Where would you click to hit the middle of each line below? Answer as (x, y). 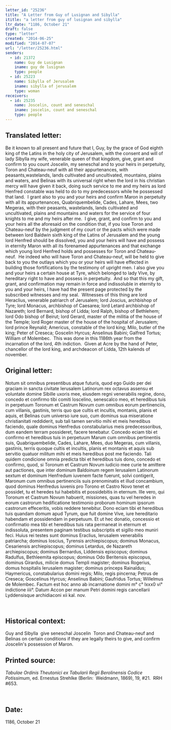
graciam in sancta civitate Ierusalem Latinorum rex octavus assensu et (79, 388)
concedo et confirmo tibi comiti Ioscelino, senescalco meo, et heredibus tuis (86, 399)
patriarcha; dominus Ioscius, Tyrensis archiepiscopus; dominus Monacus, (83, 541)
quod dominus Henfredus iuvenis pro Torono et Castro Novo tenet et (77, 486)
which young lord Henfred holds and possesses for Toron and (70, 251)
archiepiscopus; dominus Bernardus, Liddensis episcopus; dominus (77, 551)
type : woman (27, 91)
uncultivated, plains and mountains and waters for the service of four (78, 213)
